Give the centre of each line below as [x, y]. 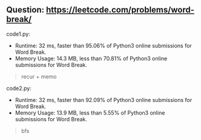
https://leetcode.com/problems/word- [120, 10]
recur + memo [39, 76]
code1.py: [18, 34]
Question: [25, 10]
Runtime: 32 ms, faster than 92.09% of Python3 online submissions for [104, 100]
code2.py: [19, 88]
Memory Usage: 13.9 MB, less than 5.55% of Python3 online [90, 113]
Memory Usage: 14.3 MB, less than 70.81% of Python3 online [91, 58]
